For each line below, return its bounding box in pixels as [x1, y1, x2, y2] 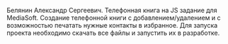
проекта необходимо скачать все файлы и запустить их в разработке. [6, 28, 220, 37]
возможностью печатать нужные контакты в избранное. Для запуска [6, 21, 218, 29]
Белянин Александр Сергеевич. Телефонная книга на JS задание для [6, 6, 217, 14]
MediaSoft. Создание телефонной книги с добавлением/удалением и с [6, 13, 221, 22]
